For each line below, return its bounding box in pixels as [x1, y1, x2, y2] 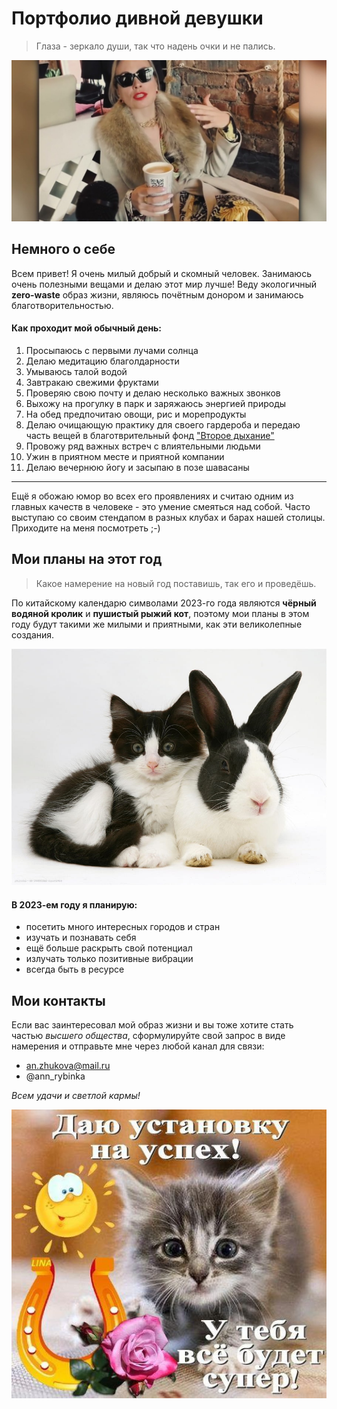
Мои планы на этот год [11, 551, 163, 568]
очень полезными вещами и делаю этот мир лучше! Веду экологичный [11, 278, 318, 290]
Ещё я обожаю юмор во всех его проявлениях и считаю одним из [11, 490, 294, 502]
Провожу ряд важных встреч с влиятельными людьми [25, 440, 261, 452]
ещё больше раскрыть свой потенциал [25, 942, 193, 954]
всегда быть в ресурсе [25, 963, 125, 976]
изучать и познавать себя [25, 932, 137, 944]
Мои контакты [11, 992, 106, 1009]
